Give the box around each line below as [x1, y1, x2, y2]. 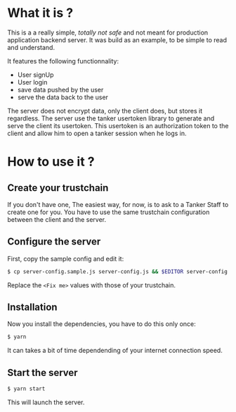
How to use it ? [7, 154, 95, 170]
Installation [7, 301, 58, 313]
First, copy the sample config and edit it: [7, 254, 124, 263]
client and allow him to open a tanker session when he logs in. [7, 129, 188, 137]
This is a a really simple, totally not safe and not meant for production [7, 28, 209, 37]
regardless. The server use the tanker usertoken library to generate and [7, 114, 215, 123]
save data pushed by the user [17, 85, 104, 94]
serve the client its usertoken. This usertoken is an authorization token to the [7, 121, 229, 130]
